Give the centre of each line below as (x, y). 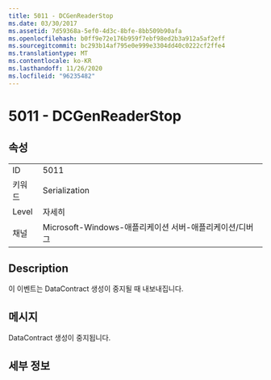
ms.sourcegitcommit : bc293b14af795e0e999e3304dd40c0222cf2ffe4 (117, 46)
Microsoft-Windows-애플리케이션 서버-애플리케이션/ (141, 227)
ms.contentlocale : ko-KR (50, 61)
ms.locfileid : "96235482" (52, 76)
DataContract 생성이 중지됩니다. (60, 338)
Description (38, 269)
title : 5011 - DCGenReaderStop (61, 16)
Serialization (67, 190)
